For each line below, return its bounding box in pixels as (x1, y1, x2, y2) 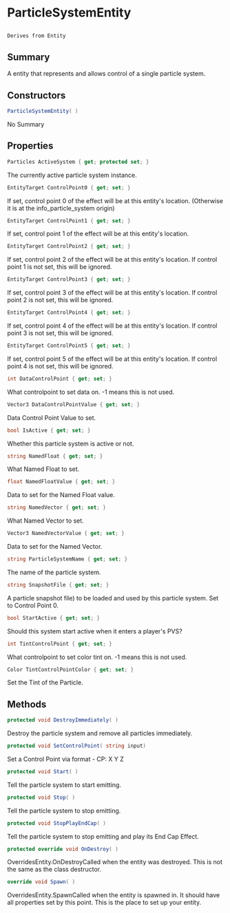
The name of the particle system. (7, 568, 101, 576)
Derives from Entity (7, 32, 67, 39)
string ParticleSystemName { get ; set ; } (7, 556, 128, 563)
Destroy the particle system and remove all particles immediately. (7, 729, 193, 737)
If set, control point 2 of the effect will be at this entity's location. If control (7, 255, 218, 264)
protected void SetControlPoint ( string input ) (7, 742, 147, 750)
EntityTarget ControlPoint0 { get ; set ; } (7, 184, 131, 191)
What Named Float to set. (7, 465, 80, 473)
